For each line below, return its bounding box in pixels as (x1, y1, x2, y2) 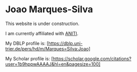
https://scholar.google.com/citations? (53, 55, 132, 62)
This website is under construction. (5, 20, 80, 27)
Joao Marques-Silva (5, 4, 94, 15)
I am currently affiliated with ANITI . (5, 30, 79, 36)
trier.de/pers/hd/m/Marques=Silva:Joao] (5, 45, 90, 52)
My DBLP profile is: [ (5, 40, 49, 46)
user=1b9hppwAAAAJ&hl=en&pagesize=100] (5, 61, 101, 67)
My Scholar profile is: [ (5, 55, 53, 62)
